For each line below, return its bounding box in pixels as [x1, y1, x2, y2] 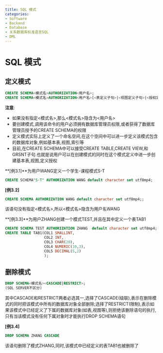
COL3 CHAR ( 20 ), [44, 240, 75, 245]
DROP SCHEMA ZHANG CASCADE [5, 334, 60, 338]
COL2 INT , [44, 235, 64, 240]
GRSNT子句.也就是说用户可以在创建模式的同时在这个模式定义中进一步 [12, 151, 151, 157]
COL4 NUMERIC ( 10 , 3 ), [44, 244, 86, 249]
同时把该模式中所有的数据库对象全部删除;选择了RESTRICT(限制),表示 [13, 301, 150, 307]
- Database [5, 25, 27, 30]
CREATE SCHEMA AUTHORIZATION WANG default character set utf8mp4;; [5, 196, 145, 202]
